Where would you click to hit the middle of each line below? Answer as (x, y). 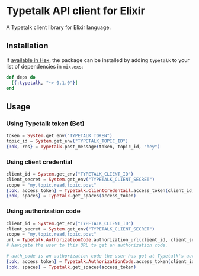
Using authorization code (44, 211)
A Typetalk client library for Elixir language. (59, 27)
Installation (27, 46)
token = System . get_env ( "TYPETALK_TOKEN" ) (59, 136)
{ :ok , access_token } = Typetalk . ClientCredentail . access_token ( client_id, (100, 190)
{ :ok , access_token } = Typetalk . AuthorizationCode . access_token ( (88, 261)
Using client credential (39, 162)
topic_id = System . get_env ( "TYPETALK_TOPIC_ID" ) (67, 141)
